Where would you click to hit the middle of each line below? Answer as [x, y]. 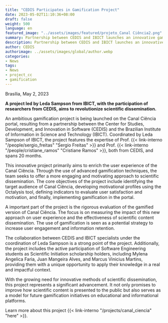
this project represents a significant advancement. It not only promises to [80, 284]
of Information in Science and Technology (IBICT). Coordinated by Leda [79, 134]
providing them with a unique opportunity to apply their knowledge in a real [82, 264]
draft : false [19, 19]
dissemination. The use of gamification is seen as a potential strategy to [79, 222]
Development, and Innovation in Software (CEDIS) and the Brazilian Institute [83, 129]
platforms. [16, 300]
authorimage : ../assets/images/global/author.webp [59, 51]
